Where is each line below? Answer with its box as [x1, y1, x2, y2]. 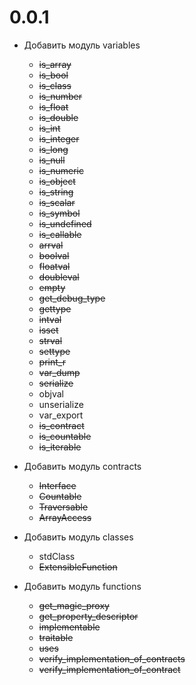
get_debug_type [38, 292, 106, 304]
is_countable [38, 430, 92, 442]
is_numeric [38, 164, 85, 176]
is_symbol [38, 207, 81, 219]
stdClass [38, 550, 76, 562]
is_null [38, 154, 66, 166]
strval [38, 334, 63, 346]
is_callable [38, 228, 82, 240]
